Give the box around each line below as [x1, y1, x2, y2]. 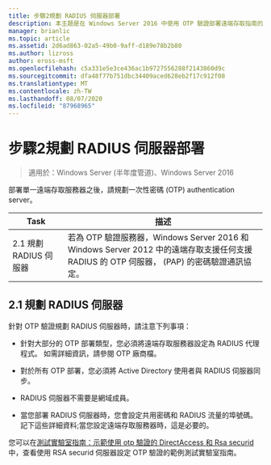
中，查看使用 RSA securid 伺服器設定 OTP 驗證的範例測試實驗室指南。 [8, 447, 241, 457]
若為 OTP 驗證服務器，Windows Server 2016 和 [67, 232, 249, 243]
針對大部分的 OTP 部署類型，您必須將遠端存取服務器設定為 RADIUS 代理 [19, 338, 260, 348]
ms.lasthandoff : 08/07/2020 [8, 95, 103, 103]
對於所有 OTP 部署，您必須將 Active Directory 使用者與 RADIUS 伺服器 [19, 366, 254, 375]
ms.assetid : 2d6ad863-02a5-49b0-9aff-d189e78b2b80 [8, 42, 182, 50]
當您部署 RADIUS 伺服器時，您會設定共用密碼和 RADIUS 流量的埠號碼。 [19, 410, 258, 420]
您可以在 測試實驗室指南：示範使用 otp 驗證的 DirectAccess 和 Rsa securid [8, 438, 254, 447]
